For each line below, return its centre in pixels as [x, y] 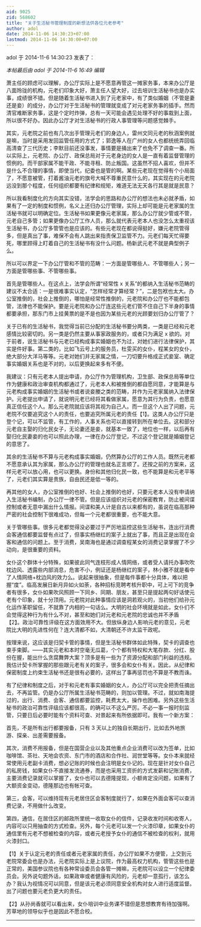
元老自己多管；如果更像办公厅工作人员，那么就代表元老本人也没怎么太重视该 [100, 221]
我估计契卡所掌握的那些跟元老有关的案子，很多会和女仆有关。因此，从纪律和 [100, 665]
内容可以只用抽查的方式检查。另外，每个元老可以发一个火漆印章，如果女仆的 [100, 826]
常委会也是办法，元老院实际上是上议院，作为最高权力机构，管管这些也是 [106, 861]
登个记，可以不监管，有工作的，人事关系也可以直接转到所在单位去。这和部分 [100, 421]
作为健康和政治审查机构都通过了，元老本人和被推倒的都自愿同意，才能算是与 [100, 384]
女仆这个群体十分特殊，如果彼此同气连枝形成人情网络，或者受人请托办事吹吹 [100, 562]
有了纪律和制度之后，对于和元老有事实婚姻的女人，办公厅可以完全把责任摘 [98, 685]
